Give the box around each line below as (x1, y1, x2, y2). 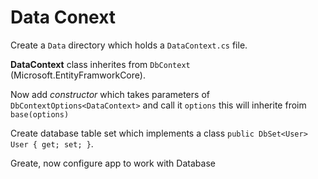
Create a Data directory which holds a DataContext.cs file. (10, 39, 248, 51)
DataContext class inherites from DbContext (10, 58, 191, 70)
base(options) (10, 109, 70, 120)
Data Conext (10, 6, 117, 29)
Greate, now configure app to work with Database (10, 157, 216, 169)
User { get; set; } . (10, 137, 94, 150)
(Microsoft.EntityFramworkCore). (10, 69, 146, 81)
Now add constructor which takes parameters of (10, 88, 210, 100)
